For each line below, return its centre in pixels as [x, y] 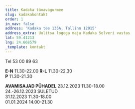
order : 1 [14, 19]
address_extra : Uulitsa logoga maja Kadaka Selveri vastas [68, 33]
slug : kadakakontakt [27, 14]
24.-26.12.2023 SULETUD [32, 91]
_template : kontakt [25, 47]
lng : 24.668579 [21, 42]
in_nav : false [20, 24]
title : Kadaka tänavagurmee [34, 10]
